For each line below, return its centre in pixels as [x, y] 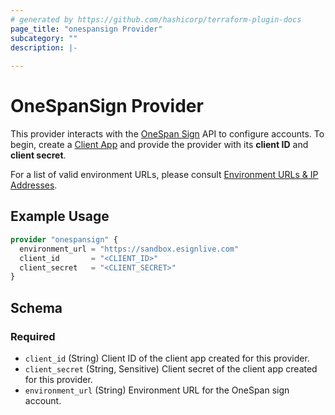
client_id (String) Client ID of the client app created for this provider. [167, 358]
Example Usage [60, 216]
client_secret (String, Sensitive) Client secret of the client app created [171, 368]
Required [33, 336]
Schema [36, 307]
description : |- [44, 47]
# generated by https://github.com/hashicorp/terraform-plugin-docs [156, 19]
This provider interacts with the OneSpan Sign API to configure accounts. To [167, 134]
